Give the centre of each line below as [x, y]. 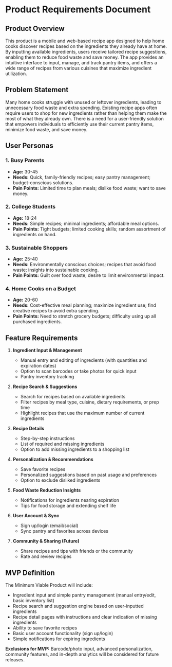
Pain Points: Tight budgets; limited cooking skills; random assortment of [89, 229]
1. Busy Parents [25, 161]
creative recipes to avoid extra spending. [56, 311]
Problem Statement [37, 90]
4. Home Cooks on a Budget [41, 289]
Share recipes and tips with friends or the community [77, 551]
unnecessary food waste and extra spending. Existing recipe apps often [81, 108]
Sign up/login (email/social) [49, 525]
